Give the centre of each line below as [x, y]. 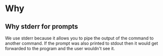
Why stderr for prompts [42, 27]
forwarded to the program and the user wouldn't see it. [60, 48]
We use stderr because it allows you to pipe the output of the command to [80, 38]
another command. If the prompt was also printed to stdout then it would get [81, 43]
